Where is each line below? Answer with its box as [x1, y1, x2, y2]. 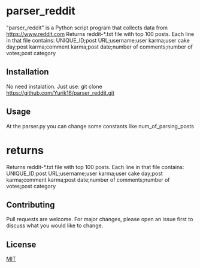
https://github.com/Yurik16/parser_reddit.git [6, 89, 115, 97]
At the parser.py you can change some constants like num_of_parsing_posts [6, 122, 195, 130]
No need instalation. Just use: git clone [6, 83, 103, 90]
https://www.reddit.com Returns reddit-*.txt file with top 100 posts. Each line [6, 30, 195, 37]
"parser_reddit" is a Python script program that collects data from [6, 24, 168, 31]
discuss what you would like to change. [6, 222, 104, 229]
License [6, 239, 37, 249]
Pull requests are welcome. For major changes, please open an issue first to [6, 216, 193, 223]
